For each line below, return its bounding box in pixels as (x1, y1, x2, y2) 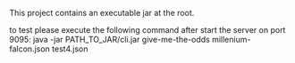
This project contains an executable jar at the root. (9, 8, 195, 18)
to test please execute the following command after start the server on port (9, 25, 286, 35)
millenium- (211, 35, 251, 44)
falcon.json (9, 43, 51, 54)
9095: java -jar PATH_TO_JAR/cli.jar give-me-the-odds (9, 35, 210, 44)
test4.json (52, 43, 88, 54)
